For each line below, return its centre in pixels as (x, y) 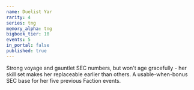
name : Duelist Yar (29, 12)
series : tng (21, 23)
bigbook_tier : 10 (28, 34)
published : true (26, 51)
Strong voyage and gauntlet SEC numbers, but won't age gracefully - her (97, 68)
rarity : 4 (19, 17)
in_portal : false (28, 46)
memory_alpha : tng (29, 28)
